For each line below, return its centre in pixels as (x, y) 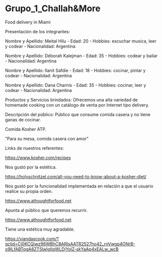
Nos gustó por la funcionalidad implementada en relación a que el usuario (79, 186)
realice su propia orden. (29, 191)
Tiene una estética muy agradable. (40, 229)
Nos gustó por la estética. (31, 167)
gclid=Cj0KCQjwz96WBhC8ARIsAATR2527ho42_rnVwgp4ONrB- (70, 244)
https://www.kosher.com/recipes (38, 158)
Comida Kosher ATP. (26, 129)
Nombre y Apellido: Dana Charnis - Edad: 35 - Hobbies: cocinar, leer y (76, 85)
